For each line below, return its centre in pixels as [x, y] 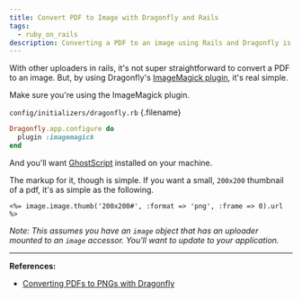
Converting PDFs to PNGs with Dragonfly [98, 283]
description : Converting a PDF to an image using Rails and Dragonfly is [151, 43]
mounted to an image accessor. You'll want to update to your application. [144, 240]
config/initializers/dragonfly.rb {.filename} [95, 112]
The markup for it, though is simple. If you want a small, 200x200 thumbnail [147, 180]
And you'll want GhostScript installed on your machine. [111, 162]
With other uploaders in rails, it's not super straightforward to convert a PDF [150, 68]
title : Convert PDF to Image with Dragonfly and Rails [114, 18]
